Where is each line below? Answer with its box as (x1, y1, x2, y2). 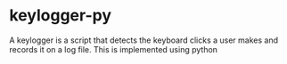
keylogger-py (9, 5, 112, 26)
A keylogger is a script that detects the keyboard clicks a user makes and (9, 35, 279, 45)
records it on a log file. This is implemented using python (9, 44, 218, 54)
